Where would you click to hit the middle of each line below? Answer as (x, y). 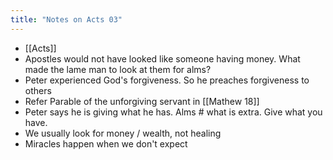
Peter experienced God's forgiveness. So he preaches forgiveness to (167, 80)
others (38, 90)
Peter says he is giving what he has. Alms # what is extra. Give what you (173, 112)
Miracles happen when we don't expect (106, 143)
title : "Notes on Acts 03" (66, 19)
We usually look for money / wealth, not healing (123, 133)
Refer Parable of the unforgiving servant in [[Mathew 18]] (142, 101)
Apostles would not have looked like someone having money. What (162, 58)
